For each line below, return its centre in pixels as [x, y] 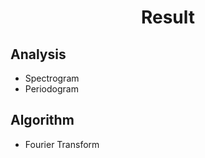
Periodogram [51, 89]
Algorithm [42, 120]
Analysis [38, 54]
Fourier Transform [62, 144]
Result [168, 17]
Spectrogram [52, 78]
